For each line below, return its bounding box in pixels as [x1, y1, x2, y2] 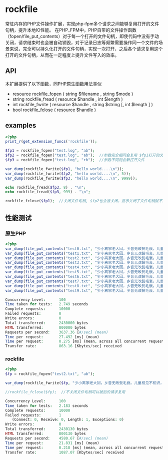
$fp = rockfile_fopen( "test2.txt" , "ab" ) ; [5, 371, 95, 376]
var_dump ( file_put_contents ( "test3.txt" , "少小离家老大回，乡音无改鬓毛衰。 [5, 260, 156, 265]
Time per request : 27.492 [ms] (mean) [5, 334, 99, 339]
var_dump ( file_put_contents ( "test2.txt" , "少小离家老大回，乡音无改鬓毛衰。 [5, 255, 156, 261]
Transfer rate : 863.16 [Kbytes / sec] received [5, 344, 122, 349]
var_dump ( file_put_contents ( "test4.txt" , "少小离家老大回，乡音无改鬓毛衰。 [5, 265, 156, 270]
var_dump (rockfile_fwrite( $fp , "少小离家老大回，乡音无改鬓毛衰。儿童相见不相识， [5, 380, 164, 386]
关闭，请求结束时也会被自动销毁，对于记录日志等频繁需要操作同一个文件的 [5, 39, 158, 46]
